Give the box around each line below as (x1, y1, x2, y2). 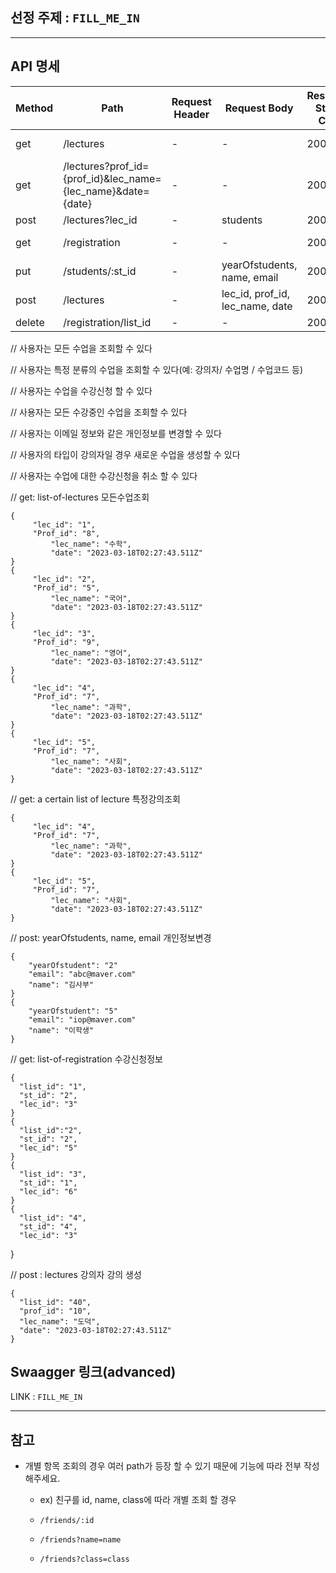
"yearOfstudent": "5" (28, 1006, 118, 1016)
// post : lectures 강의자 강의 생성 (10, 1268, 142, 1280)
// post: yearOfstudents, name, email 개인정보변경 (10, 931, 212, 943)
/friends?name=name (39, 1535, 122, 1545)
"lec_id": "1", (32, 519, 97, 530)
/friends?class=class (39, 1554, 130, 1565)
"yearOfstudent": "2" (28, 960, 118, 970)
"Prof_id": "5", (32, 583, 101, 593)
